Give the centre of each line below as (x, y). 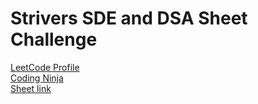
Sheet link (31, 88)
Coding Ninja (37, 78)
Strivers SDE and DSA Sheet (129, 18)
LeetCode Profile (45, 67)
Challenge (54, 39)
